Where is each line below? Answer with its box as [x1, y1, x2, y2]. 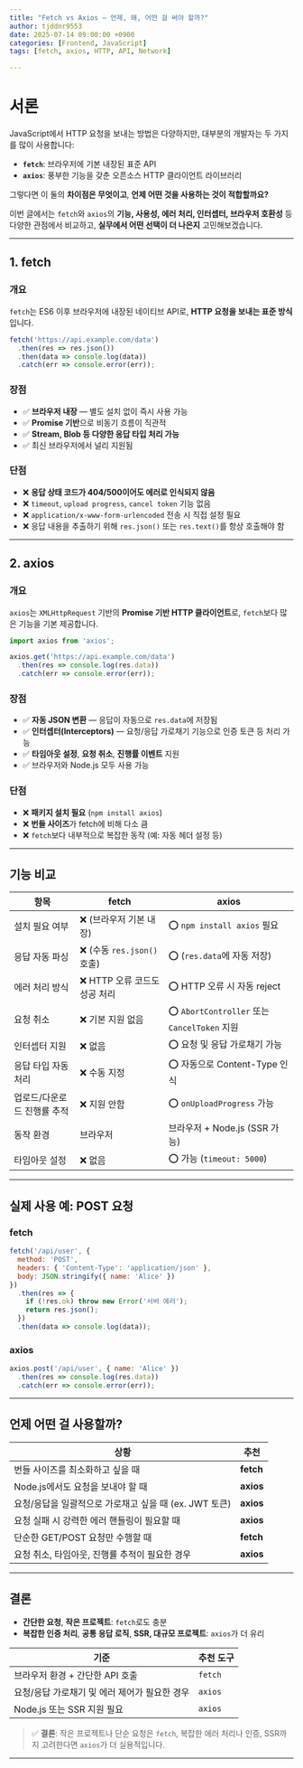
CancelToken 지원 [168, 1021, 239, 1034]
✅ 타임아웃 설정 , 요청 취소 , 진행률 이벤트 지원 [22, 748, 180, 759]
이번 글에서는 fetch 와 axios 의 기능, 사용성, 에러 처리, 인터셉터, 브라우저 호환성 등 [9, 209, 293, 220]
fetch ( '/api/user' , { [9, 1246, 91, 1256]
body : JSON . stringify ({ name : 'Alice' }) [17, 1272, 176, 1281]
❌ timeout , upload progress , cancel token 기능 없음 [22, 498, 212, 509]
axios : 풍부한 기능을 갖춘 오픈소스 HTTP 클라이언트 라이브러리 [22, 170, 242, 181]
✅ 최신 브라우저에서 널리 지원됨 [22, 439, 133, 450]
